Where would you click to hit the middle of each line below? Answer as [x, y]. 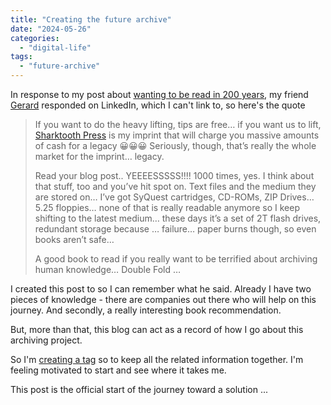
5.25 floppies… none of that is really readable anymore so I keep [167, 207]
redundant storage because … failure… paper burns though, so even [175, 229]
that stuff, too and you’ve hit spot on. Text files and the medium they [175, 186]
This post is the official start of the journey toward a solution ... [139, 389]
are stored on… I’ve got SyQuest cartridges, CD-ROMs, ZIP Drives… [174, 197]
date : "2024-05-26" [51, 29]
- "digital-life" [55, 47]
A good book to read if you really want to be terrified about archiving [176, 259]
